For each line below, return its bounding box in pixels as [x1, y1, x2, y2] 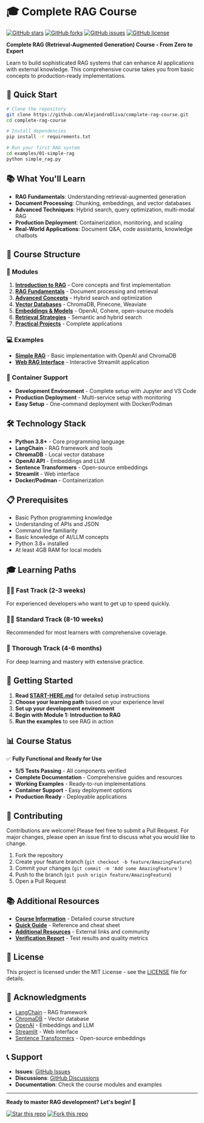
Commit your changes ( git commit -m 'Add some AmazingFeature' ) [15, 864, 182, 872]
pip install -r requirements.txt [6, 134, 91, 140]
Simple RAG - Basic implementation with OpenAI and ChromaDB [15, 352, 177, 359]
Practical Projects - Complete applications [15, 320, 123, 327]
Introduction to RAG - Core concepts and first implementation [15, 281, 171, 289]
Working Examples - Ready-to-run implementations [15, 780, 146, 788]
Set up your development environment [15, 704, 115, 712]
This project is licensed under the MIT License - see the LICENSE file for [6, 968, 187, 975]
